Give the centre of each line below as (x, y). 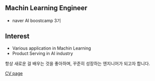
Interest (17, 36)
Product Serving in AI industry (43, 53)
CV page (14, 73)
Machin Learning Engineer (46, 8)
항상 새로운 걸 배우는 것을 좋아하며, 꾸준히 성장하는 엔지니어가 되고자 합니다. (78, 63)
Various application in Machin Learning (52, 48)
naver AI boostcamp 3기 (37, 20)
